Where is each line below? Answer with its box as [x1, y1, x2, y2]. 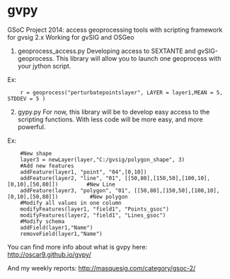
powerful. [17, 122, 46, 131]
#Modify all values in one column [20, 199, 122, 206]
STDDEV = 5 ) [7, 95, 46, 102]
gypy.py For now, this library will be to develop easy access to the [17, 107, 210, 116]
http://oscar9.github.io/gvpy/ [7, 250, 91, 259]
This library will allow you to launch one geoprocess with [55, 54, 222, 62]
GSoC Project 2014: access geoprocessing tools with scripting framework [7, 25, 223, 34]
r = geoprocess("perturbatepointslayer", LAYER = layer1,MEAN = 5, [20, 89, 223, 96]
